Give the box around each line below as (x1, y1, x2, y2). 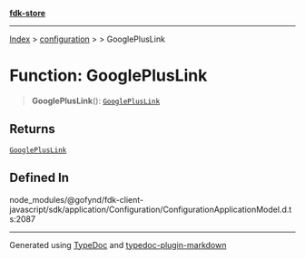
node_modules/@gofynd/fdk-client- (9, 194, 143, 205)
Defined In (9, 170, 70, 186)
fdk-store (9, 8, 46, 18)
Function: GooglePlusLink (9, 65, 208, 86)
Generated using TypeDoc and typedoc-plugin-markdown (9, 239, 227, 250)
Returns (9, 121, 56, 137)
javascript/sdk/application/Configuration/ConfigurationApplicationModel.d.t (9, 204, 292, 215)
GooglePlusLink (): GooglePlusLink (31, 95, 161, 106)
